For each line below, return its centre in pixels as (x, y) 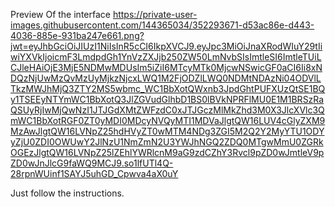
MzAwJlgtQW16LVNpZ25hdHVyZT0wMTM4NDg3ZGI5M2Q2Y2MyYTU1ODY (167, 131)
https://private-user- (155, 14)
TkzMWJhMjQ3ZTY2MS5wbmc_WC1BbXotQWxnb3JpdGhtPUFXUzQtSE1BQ (168, 88)
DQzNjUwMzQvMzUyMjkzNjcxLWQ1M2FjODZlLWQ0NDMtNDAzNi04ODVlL (166, 78)
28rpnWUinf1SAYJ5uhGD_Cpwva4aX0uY (94, 173)
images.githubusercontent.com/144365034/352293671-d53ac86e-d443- (162, 25)
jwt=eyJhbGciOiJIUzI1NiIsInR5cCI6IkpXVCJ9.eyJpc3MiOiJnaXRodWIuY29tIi (166, 46)
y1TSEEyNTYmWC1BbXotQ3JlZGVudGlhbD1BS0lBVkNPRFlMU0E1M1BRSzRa (167, 99)
